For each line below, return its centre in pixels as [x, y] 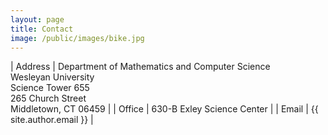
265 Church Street [48, 98]
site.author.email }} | [52, 120]
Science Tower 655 [50, 88]
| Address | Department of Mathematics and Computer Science [140, 67]
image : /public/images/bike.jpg [77, 38]
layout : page [37, 19]
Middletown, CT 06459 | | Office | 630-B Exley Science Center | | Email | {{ [164, 109]
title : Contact [42, 29]
